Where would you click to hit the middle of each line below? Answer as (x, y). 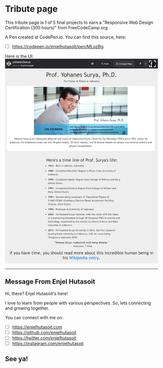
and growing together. (27, 308)
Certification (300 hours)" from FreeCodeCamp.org (56, 27)
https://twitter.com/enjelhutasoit (44, 338)
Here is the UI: (19, 56)
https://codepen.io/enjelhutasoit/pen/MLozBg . (58, 46)
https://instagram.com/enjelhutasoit (48, 343)
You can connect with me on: (34, 317)
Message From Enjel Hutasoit (50, 282)
